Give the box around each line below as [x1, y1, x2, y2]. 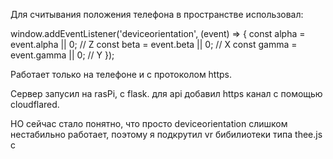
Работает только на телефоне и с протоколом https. [10, 69, 233, 80]
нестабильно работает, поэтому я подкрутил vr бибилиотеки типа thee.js [10, 129, 323, 140]
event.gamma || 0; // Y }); [10, 49, 115, 61]
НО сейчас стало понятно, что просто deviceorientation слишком [10, 118, 288, 129]
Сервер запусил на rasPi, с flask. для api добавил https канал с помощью [10, 88, 323, 99]
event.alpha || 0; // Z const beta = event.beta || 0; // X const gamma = [10, 39, 298, 50]
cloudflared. [10, 99, 60, 110]
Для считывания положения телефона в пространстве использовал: [10, 9, 304, 20]
